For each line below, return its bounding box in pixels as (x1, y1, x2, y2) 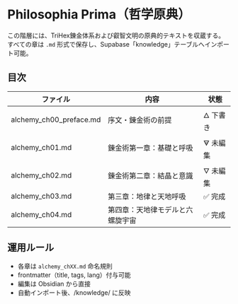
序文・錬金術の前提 (107, 115, 172, 125)
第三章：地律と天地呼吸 (107, 192, 186, 201)
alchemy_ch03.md (11, 191, 72, 201)
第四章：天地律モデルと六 (107, 204, 193, 214)
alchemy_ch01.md (11, 143, 72, 153)
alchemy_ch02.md (11, 170, 72, 180)
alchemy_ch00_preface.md (11, 115, 101, 124)
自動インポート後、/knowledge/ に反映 (17, 288, 131, 297)
